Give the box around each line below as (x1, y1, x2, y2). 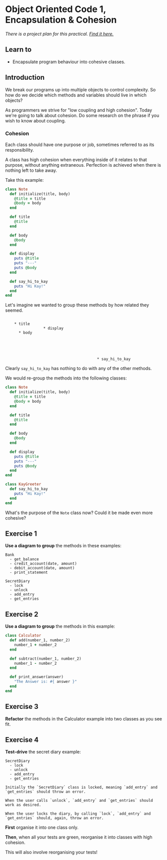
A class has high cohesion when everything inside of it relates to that (5, 157, 147, 163)
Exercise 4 (5, 735, 39, 744)
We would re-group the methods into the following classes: (5, 375, 127, 381)
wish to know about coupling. (5, 117, 66, 124)
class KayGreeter (5, 482, 41, 487)
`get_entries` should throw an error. (5, 789, 86, 794)
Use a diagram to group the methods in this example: (5, 624, 115, 630)
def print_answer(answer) (9, 674, 64, 680)
